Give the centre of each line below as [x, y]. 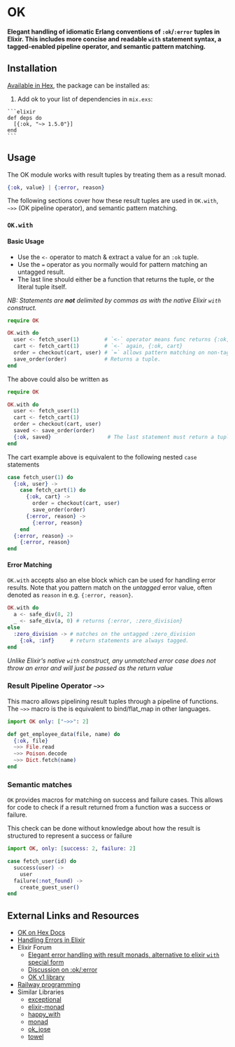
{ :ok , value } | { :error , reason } [56, 187]
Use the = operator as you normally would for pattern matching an [112, 264]
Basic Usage [26, 241]
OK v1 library [46, 977]
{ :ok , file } [31, 741]
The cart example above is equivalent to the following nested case [102, 457]
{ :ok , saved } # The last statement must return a [114, 437]
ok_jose [39, 1029]
